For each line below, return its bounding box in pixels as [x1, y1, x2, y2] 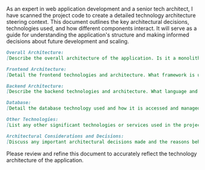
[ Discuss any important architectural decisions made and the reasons [6, 139, 190, 145]
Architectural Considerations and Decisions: [6, 133, 124, 139]
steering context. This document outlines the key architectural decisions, [6, 18, 189, 25]
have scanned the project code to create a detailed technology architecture [6, 12, 196, 19]
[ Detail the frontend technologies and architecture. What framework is [6, 72, 195, 78]
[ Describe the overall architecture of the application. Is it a [6, 55, 176, 61]
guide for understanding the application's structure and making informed [6, 31, 190, 39]
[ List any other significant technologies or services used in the [6, 122, 182, 128]
